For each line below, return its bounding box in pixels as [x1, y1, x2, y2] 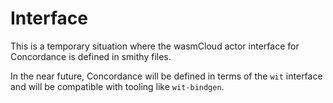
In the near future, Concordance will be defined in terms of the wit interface [10, 70, 323, 82]
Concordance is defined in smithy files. [10, 50, 172, 62]
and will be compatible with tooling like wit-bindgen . [10, 80, 225, 92]
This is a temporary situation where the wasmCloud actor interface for [10, 40, 300, 52]
